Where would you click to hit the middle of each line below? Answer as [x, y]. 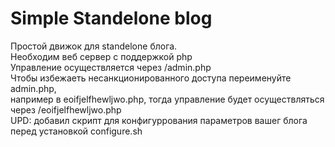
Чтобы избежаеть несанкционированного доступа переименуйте [151, 78]
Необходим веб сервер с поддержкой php [101, 56]
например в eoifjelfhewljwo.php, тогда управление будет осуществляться [167, 99]
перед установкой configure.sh [76, 131]
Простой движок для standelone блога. [94, 46]
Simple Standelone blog [111, 18]
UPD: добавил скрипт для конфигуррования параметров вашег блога [159, 120]
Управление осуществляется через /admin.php [111, 67]
